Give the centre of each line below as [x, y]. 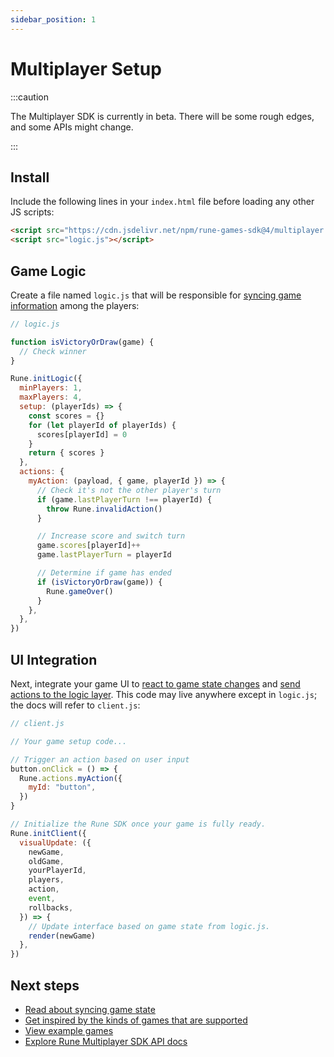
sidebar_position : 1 [53, 19]
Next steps [45, 985]
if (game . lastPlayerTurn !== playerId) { [124, 499]
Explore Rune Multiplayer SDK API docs [106, 1041]
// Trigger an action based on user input [100, 759]
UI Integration [54, 659]
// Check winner [53, 351]
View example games [69, 1030]
